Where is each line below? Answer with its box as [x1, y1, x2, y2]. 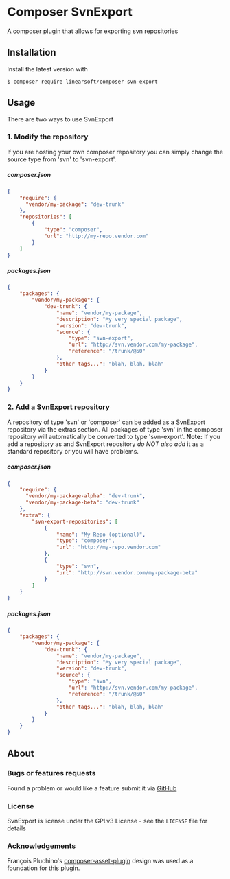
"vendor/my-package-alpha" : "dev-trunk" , [25, 493, 146, 500]
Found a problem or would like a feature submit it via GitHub [7, 784, 177, 793]
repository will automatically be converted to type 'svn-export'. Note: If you [7, 432, 221, 441]
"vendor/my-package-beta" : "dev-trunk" [25, 499, 139, 506]
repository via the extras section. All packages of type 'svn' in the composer [7, 425, 223, 433]
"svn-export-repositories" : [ [32, 518, 118, 525]
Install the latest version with [7, 65, 88, 73]
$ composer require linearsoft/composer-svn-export [7, 78, 158, 85]
